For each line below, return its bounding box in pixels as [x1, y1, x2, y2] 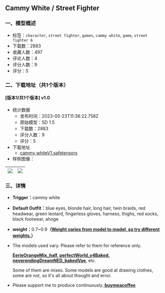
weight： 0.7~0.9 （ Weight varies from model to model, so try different [12, 227, 160, 233]
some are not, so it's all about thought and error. [12, 273, 112, 279]
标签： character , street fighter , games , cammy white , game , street [12, 32, 148, 38]
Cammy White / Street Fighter [5, 4, 100, 12]
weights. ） [12, 233, 36, 239]
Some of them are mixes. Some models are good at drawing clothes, [12, 267, 154, 274]
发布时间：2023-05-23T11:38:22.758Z [19, 113, 99, 119]
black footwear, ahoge [12, 216, 59, 222]
